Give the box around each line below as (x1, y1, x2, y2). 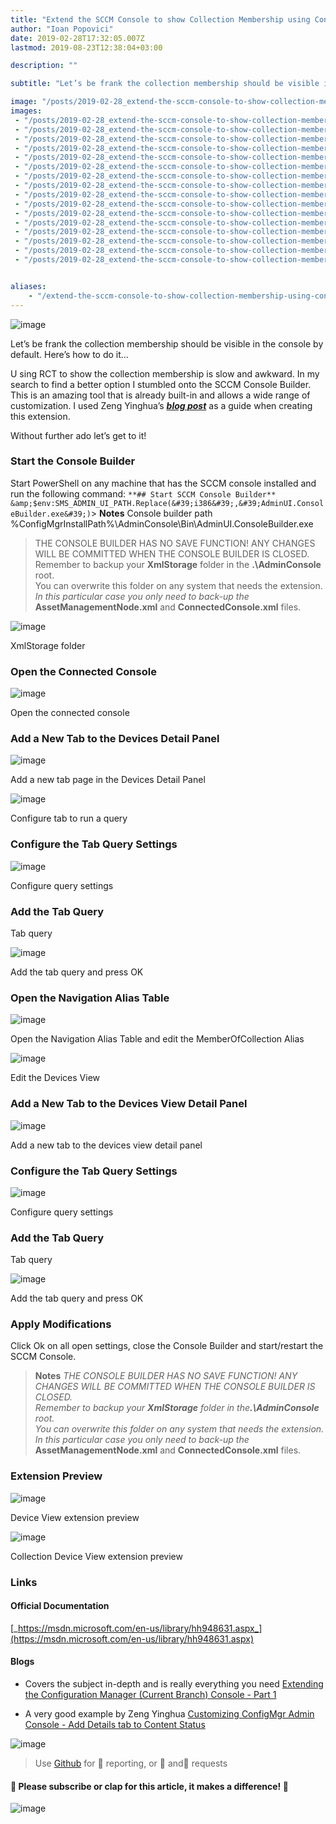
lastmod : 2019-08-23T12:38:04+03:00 (10, 42, 163, 53)
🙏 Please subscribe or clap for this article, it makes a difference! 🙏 (10, 1780, 289, 1792)
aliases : (10, 281, 47, 291)
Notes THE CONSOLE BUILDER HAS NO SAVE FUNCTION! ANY (34, 1370, 298, 1382)
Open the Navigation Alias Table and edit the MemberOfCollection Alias (10, 1033, 305, 1045)
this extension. (10, 410, 71, 422)
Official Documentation (10, 1600, 110, 1612)
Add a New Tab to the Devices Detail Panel (10, 732, 220, 746)
